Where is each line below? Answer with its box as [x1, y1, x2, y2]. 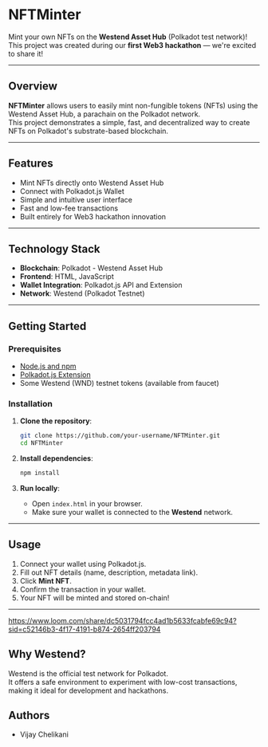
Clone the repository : [19, 416, 93, 426]
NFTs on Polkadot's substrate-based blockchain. [8, 126, 169, 136]
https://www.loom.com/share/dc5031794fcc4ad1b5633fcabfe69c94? [8, 615, 237, 625]
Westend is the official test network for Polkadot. [8, 668, 169, 678]
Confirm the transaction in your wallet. [19, 584, 146, 594]
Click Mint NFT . [19, 576, 72, 585]
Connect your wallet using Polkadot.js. [19, 559, 147, 568]
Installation [8, 398, 53, 409]
